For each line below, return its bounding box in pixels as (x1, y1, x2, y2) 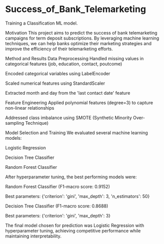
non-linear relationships (5, 105, 54, 111)
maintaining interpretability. (5, 233, 62, 239)
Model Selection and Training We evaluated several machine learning (5, 129, 148, 136)
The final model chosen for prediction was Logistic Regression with (5, 222, 144, 228)
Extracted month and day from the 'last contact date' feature (5, 90, 130, 96)
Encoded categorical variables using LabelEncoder (5, 70, 110, 76)
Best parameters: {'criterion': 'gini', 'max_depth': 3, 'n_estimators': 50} (5, 193, 150, 199)
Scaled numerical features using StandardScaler (5, 80, 105, 86)
